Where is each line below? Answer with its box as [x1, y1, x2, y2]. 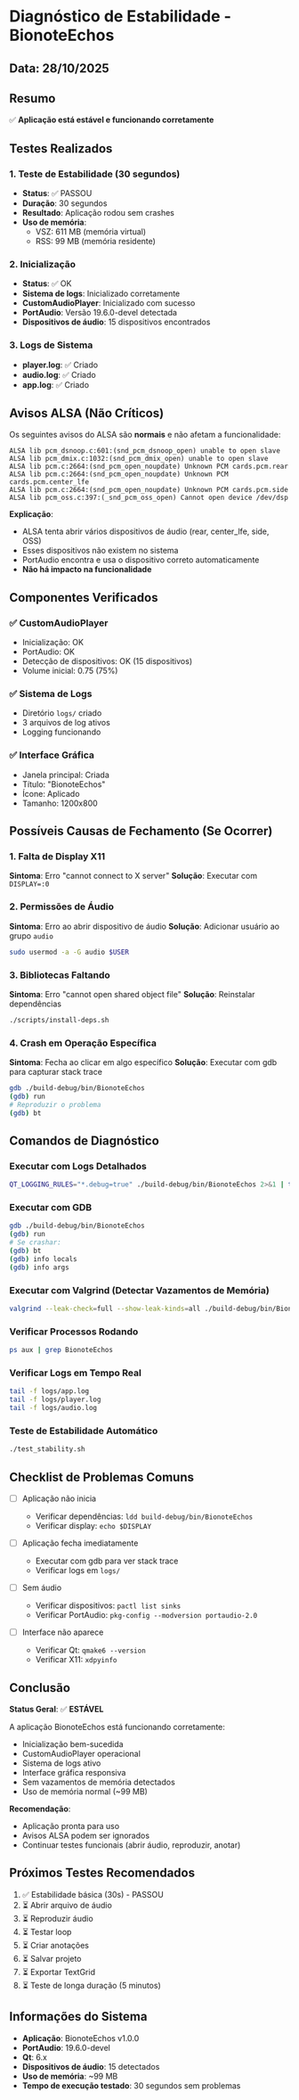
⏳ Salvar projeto [21, 1953, 82, 1964]
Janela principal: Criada [21, 769, 109, 780]
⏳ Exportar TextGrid [21, 1966, 96, 1977]
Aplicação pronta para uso [21, 1821, 120, 1832]
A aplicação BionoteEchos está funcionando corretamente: [9, 1722, 225, 1733]
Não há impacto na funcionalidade [21, 564, 152, 575]
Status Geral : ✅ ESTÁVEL [9, 1704, 104, 1715]
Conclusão [9, 1680, 71, 1695]
